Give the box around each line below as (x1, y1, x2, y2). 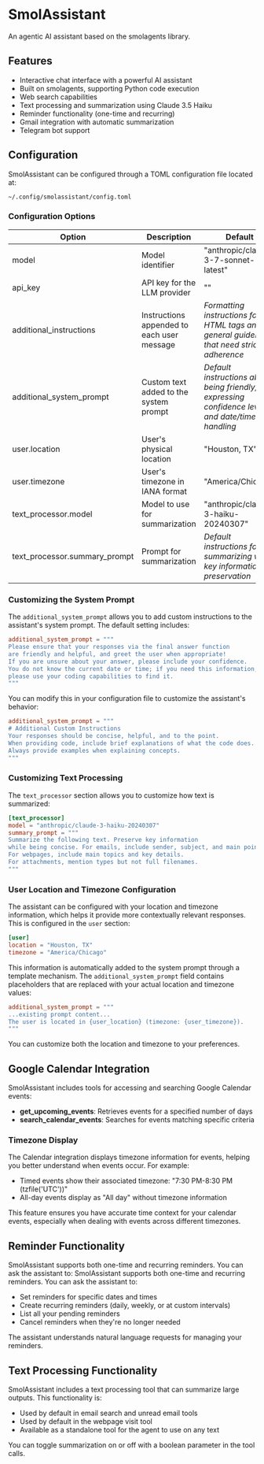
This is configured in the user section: (8, 919, 130, 928)
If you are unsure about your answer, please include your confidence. (8, 658, 247, 665)
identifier (141, 259, 175, 270)
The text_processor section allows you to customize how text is (8, 790, 214, 800)
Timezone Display (8, 1134, 79, 1145)
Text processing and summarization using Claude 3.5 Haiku (19, 100, 213, 109)
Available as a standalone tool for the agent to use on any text (19, 1425, 220, 1434)
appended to (141, 319, 189, 330)
